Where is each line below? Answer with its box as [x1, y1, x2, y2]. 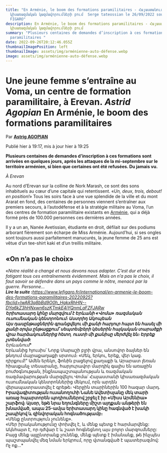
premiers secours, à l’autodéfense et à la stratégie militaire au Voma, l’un [5, 204, 154, 210]
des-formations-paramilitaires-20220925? [5, 294, 93, 300]
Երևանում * [5, 342, 32, 348]
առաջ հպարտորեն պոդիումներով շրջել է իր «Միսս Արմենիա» [5, 395, 148, 401]
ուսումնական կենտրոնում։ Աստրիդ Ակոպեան [5, 316, 111, 322]
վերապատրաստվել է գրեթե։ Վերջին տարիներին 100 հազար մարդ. [5, 384, 161, 390]
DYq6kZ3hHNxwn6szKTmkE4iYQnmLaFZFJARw [5, 305, 105, 311]
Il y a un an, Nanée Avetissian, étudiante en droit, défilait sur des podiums [5, 225, 156, 230]
